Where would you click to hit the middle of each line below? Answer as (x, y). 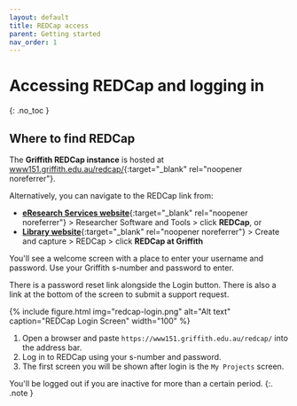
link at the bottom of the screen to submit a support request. (119, 294)
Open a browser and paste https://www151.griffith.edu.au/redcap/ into (155, 338)
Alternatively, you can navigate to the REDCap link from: (111, 195)
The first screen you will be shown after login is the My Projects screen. (153, 366)
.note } (21, 393)
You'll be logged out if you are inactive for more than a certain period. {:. (141, 383)
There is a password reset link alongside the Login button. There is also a (143, 285)
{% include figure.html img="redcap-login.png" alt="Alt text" (120, 312)
